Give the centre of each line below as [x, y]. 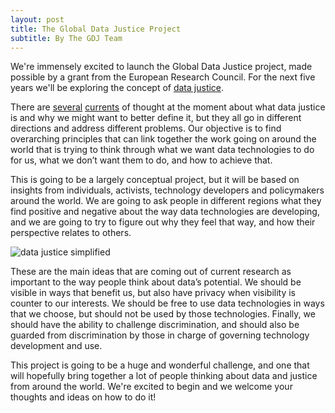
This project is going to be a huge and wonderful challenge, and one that [160, 365]
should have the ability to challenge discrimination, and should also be [155, 325]
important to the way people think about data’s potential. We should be [156, 282]
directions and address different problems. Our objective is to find [146, 128]
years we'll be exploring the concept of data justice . [117, 88]
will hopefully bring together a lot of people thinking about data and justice [164, 376]
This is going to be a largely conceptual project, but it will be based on [155, 180]
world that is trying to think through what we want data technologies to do [162, 150]
